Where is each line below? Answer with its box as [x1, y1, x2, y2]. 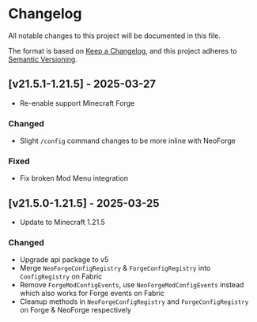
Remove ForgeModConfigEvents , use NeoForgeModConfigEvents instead [19, 280, 244, 290]
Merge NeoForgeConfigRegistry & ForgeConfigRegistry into [19, 264, 211, 273]
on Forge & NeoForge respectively [19, 305, 132, 315]
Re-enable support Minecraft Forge [19, 98, 135, 107]
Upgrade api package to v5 [19, 255, 109, 264]
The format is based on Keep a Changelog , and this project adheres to [8, 46, 237, 55]
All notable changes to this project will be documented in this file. [8, 31, 221, 40]
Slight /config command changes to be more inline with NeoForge [19, 136, 236, 146]
